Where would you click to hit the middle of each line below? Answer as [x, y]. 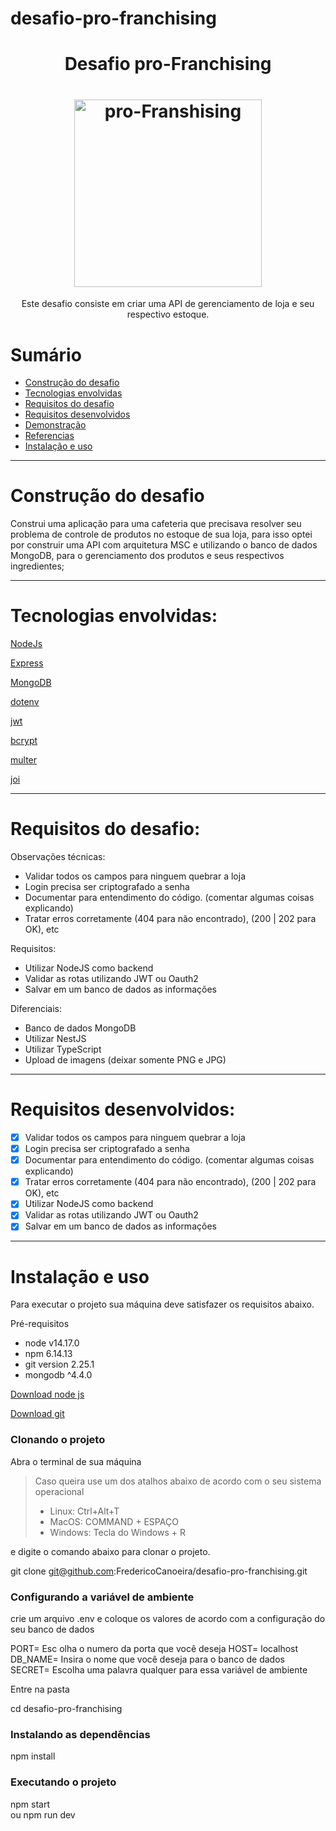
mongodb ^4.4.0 [58, 1375]
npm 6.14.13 [48, 1354]
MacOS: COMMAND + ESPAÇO [114, 1521]
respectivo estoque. [168, 314]
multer [24, 760]
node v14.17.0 [52, 1343]
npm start [30, 1804]
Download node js [47, 1394]
